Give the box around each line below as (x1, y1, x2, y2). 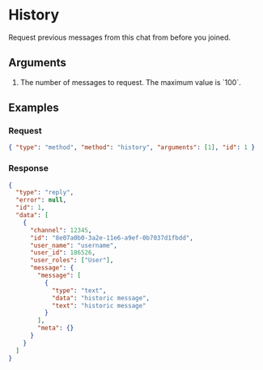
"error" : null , (15, 196, 67, 204)
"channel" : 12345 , (29, 226, 92, 234)
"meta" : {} (37, 324, 74, 333)
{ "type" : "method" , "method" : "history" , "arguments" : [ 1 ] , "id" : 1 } (8, 143, 256, 151)
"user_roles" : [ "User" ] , (29, 257, 114, 265)
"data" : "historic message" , (51, 294, 151, 302)
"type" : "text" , (51, 286, 107, 295)
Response (8, 163, 49, 174)
